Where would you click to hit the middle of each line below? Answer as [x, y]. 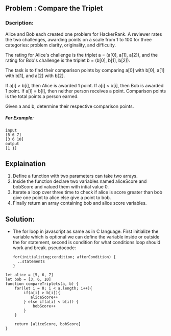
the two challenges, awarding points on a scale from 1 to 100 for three [79, 39]
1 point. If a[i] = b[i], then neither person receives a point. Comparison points [86, 91]
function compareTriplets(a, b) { [42, 284]
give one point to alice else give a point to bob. [62, 198]
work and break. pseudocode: [44, 248]
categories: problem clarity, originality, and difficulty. [61, 45]
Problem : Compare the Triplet [54, 8]
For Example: [20, 118]
